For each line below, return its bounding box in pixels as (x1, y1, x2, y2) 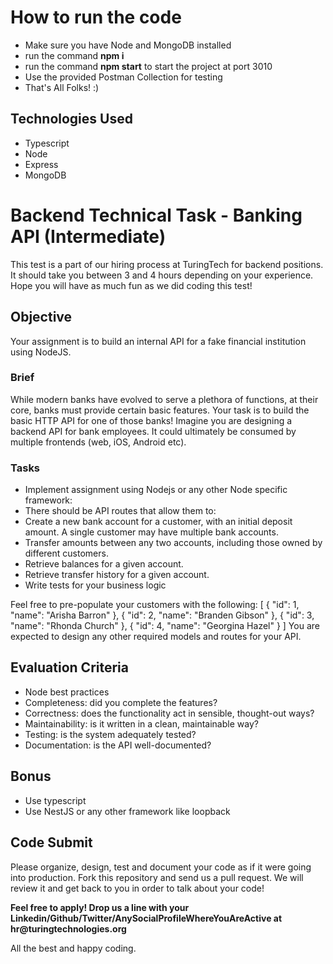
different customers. (24, 547, 109, 560)
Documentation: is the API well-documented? (24, 739, 212, 751)
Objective (10, 309, 73, 326)
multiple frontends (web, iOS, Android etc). (10, 436, 187, 448)
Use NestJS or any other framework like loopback (24, 805, 231, 817)
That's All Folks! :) (24, 81, 100, 93)
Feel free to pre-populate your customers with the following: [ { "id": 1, (10, 599, 300, 611)
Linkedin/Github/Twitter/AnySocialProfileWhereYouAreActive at (10, 912, 283, 924)
